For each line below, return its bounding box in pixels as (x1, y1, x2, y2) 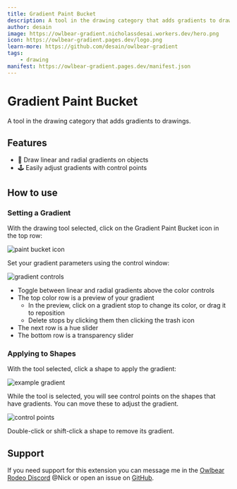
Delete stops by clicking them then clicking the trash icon (28, 316, 195, 325)
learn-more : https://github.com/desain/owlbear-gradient (7, 43, 178, 50)
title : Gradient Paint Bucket (7, 10, 97, 18)
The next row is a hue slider (17, 324, 99, 332)
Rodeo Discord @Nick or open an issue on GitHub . (7, 473, 154, 482)
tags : (7, 50, 23, 57)
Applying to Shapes (7, 349, 76, 358)
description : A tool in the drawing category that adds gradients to (7, 17, 217, 24)
